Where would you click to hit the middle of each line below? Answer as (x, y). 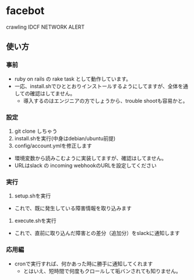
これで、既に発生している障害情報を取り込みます (73, 208)
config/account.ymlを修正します (53, 146)
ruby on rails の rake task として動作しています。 (73, 79)
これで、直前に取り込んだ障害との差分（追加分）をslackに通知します (97, 233)
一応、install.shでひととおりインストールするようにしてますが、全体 (96, 86)
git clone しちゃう (36, 131)
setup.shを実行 (33, 196)
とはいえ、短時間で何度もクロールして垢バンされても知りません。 (102, 271)
